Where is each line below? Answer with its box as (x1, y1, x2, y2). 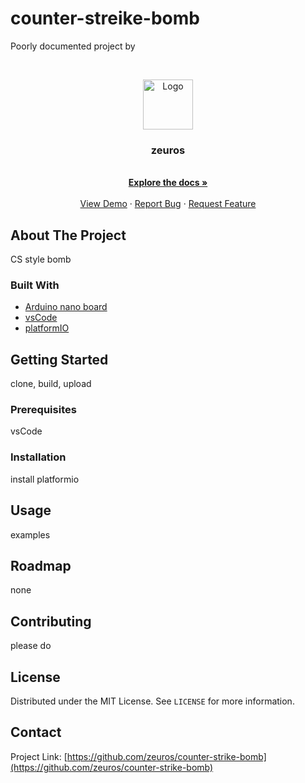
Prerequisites (10, 403, 77, 417)
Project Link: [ (10, 750, 68, 762)
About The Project (10, 227, 127, 244)
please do (10, 640, 52, 652)
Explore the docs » (128, 177, 208, 189)
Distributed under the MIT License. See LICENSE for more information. (10, 695, 295, 707)
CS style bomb (10, 253, 72, 266)
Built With (10, 278, 60, 292)
